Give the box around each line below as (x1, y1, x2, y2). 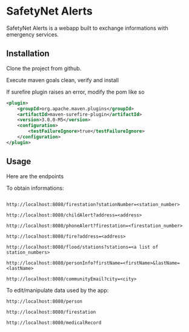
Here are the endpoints (6, 172, 64, 180)
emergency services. (6, 30, 59, 38)
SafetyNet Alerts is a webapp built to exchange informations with (6, 24, 168, 32)
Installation (6, 49, 50, 59)
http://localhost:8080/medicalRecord (6, 319, 102, 326)
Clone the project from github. (6, 64, 82, 72)
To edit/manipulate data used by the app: (6, 286, 109, 294)
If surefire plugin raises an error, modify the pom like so (6, 88, 145, 95)
